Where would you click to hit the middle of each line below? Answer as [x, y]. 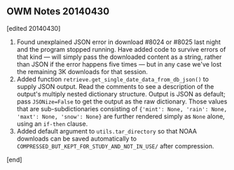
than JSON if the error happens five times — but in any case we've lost [119, 64]
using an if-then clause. [52, 123]
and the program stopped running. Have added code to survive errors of [121, 49]
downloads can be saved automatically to [77, 139]
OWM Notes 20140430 [58, 12]
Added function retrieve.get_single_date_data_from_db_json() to [113, 79]
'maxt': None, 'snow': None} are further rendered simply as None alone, [121, 116]
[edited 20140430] [34, 28]
